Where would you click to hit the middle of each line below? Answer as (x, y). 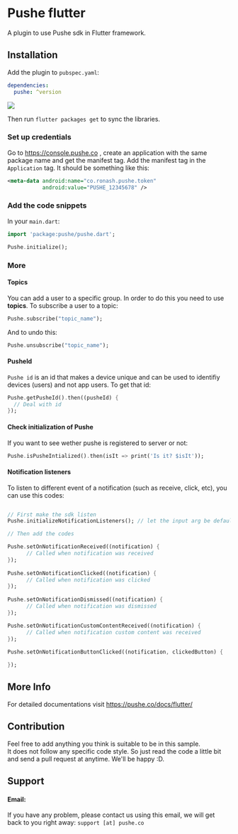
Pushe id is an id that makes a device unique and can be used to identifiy (114, 377)
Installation (33, 55)
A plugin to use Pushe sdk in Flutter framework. (77, 33)
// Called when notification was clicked (88, 580)
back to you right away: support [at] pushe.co (76, 823)
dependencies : (28, 85)
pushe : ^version (38, 92)
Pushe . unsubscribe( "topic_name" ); (58, 345)
